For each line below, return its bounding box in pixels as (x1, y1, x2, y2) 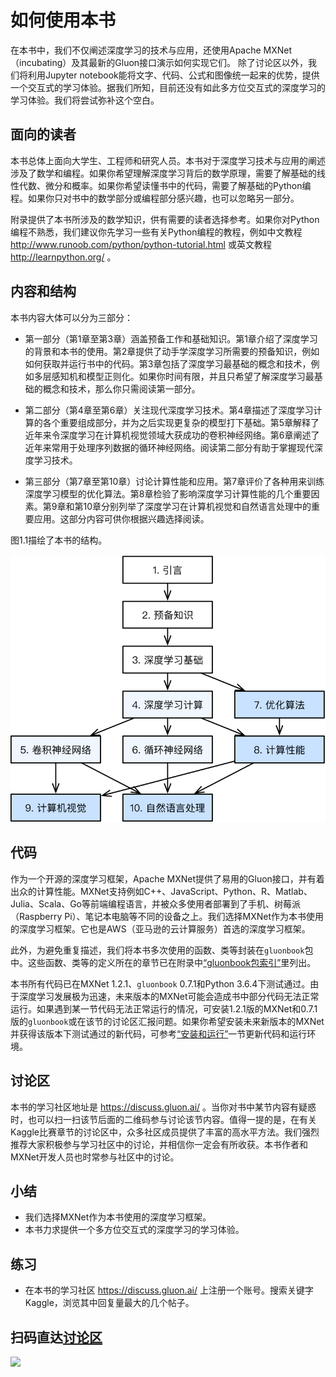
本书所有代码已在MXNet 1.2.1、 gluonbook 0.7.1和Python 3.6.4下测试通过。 (10, 977, 311, 990)
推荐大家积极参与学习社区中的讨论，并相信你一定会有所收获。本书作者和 (10, 1138, 308, 1150)
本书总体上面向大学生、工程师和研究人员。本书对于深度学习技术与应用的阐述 (10, 154, 326, 166)
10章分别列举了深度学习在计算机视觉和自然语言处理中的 (83, 500, 312, 512)
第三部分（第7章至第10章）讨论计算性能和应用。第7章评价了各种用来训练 (24, 475, 325, 487)
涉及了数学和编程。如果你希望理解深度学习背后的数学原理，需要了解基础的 (10, 167, 317, 179)
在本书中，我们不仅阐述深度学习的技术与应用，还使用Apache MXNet (10, 44, 293, 56)
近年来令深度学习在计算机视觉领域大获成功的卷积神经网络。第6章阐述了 (24, 429, 320, 441)
